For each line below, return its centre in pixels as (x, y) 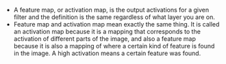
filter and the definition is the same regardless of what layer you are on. (114, 17)
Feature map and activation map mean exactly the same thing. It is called (116, 24)
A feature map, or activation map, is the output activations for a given (111, 10)
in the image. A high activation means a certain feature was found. (107, 53)
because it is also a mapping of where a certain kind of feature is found (114, 46)
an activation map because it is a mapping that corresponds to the (107, 31)
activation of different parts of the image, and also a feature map (105, 39)
